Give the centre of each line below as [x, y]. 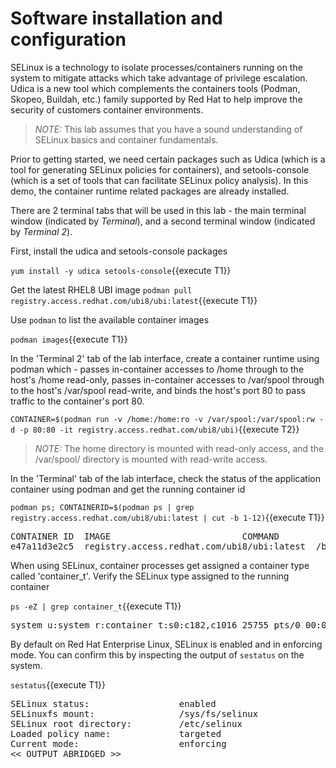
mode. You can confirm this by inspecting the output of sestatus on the [157, 654]
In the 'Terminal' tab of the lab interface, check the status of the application [165, 478]
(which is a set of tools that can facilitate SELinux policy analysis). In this [159, 180]
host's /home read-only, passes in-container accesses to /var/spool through [167, 379]
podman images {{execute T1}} [69, 339]
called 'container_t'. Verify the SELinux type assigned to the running [150, 576]
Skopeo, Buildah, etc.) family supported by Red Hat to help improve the [156, 99]
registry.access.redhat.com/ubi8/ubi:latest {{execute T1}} [134, 300]
